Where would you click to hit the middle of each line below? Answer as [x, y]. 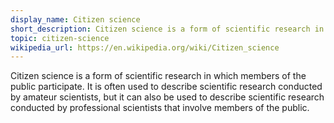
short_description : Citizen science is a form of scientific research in [167, 29]
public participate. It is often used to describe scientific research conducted [166, 87]
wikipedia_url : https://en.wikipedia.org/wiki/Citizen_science [145, 47]
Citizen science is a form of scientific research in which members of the [158, 76]
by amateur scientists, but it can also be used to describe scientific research [167, 97]
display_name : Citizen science [75, 19]
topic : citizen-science [60, 38]
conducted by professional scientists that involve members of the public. [160, 108]
